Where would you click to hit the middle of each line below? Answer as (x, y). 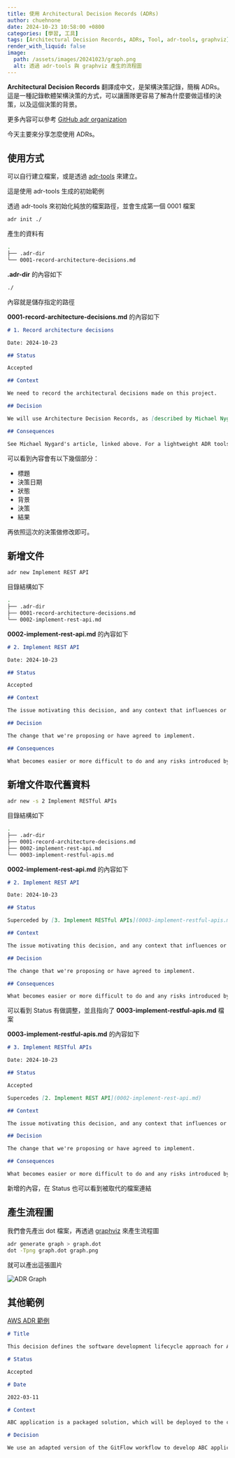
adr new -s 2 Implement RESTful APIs (62, 801)
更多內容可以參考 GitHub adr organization (67, 119)
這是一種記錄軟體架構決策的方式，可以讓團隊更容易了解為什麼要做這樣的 (111, 95)
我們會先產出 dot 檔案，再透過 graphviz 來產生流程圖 (83, 1230)
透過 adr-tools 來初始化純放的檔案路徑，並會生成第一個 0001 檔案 (101, 206)
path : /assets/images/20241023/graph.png (75, 60)
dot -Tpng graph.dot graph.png (53, 1251)
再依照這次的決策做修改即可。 (50, 532)
